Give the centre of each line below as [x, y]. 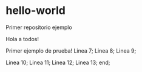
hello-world [36, 11]
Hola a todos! [22, 39]
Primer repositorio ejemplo [39, 27]
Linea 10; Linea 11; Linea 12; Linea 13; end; [58, 62]
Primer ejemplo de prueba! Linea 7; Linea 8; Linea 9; [71, 51]
